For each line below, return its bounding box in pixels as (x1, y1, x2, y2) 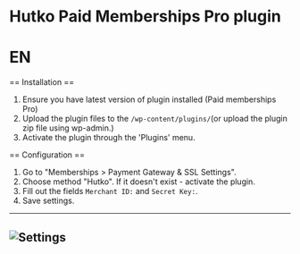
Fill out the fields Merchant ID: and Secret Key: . (21, 186, 198, 197)
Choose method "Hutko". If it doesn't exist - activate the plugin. (21, 176, 256, 187)
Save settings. (21, 195, 75, 207)
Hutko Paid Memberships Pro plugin (9, 6, 281, 27)
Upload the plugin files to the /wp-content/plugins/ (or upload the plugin (21, 114, 287, 124)
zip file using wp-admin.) (21, 123, 114, 133)
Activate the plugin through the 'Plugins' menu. (21, 132, 196, 143)
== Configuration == (9, 149, 86, 160)
